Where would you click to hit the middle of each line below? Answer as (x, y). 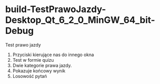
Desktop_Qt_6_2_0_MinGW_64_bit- (80, 20)
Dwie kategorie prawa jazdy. (42, 65)
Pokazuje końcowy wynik (39, 71)
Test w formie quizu (33, 60)
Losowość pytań (30, 76)
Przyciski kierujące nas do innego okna (53, 55)
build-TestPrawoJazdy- (56, 9)
